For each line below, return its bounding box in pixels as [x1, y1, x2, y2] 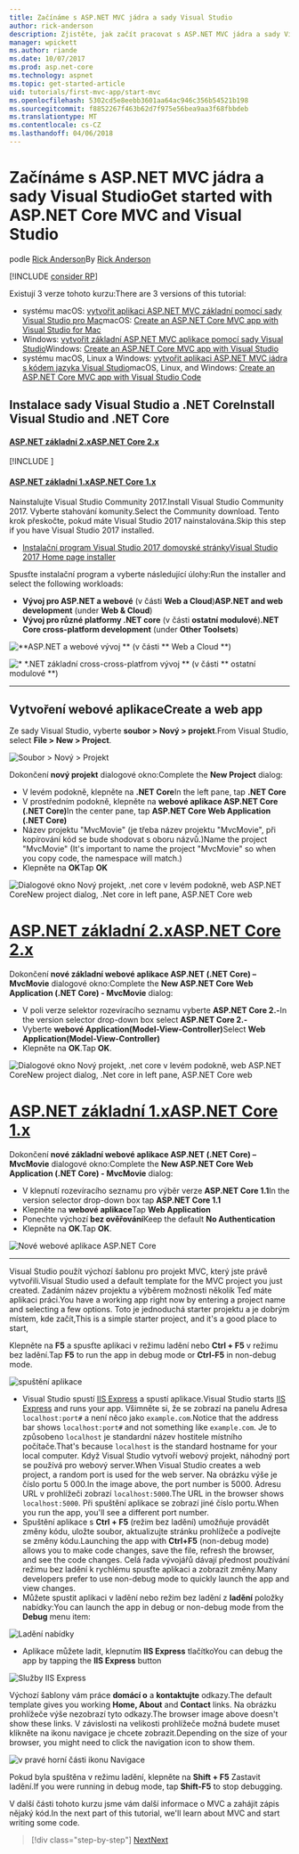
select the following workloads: [9, 578, 124, 589]
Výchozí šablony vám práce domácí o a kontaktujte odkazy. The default [9, 1690, 272, 1701]
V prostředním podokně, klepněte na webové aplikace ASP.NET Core [21, 796, 279, 807]
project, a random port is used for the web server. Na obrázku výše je [21, 1469, 278, 1480]
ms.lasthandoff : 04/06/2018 [9, 129, 114, 138]
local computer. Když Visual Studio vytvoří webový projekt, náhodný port [21, 1450, 290, 1461]
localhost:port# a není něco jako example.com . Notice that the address [21, 1413, 279, 1424]
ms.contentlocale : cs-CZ [9, 121, 101, 130]
